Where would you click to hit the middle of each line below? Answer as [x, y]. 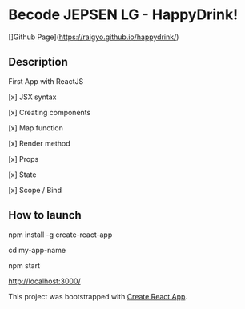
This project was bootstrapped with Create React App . [98, 296]
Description [38, 62]
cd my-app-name [37, 250]
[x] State [22, 175]
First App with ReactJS [46, 81]
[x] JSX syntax [32, 97]
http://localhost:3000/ [45, 281]
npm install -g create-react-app [60, 235]
